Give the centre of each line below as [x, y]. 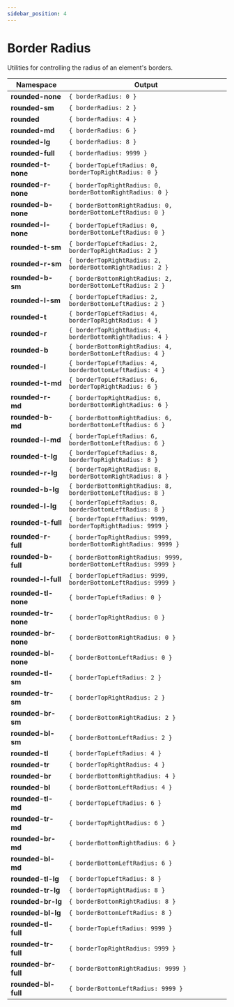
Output [146, 84]
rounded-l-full [36, 579]
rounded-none [36, 96]
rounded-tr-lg [36, 890]
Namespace [37, 84]
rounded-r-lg [34, 472]
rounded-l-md [36, 440]
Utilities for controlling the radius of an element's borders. [90, 68]
